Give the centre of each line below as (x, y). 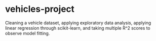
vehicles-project (40, 9)
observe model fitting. (28, 33)
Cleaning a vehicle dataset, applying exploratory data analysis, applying (78, 23)
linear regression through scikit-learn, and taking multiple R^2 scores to (78, 28)
